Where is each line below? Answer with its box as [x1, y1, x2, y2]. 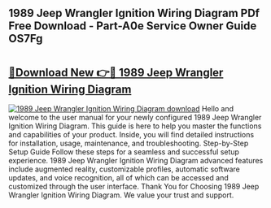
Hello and [201, 104, 234, 113]
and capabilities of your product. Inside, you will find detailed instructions [8, 130, 255, 139]
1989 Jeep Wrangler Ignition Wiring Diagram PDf [8, 6, 260, 20]
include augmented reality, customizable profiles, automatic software [8, 164, 240, 174]
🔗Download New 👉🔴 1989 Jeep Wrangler [8, 65, 224, 80]
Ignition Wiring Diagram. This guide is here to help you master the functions [8, 121, 262, 131]
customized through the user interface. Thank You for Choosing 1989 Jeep [8, 182, 260, 191]
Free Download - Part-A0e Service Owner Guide [8, 19, 257, 33]
